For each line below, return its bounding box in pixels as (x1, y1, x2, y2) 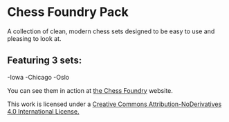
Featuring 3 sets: (7, 55, 82, 67)
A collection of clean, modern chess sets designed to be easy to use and (7, 27, 215, 35)
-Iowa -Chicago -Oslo (7, 73, 70, 81)
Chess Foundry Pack (7, 4, 129, 20)
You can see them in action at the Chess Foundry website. (7, 86, 173, 94)
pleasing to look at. (7, 34, 62, 42)
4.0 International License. (7, 107, 80, 115)
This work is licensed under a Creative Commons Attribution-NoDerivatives (7, 100, 222, 108)
